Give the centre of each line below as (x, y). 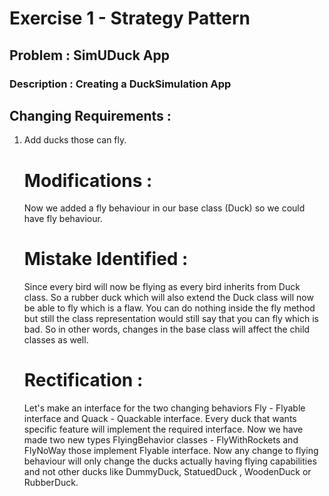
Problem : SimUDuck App (89, 55)
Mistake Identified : (106, 259)
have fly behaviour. (63, 219)
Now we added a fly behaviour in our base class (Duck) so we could (164, 208)
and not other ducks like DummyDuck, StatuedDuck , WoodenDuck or (167, 472)
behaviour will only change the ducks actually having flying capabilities (170, 461)
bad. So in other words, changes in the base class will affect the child (167, 329)
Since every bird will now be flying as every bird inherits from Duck (162, 287)
